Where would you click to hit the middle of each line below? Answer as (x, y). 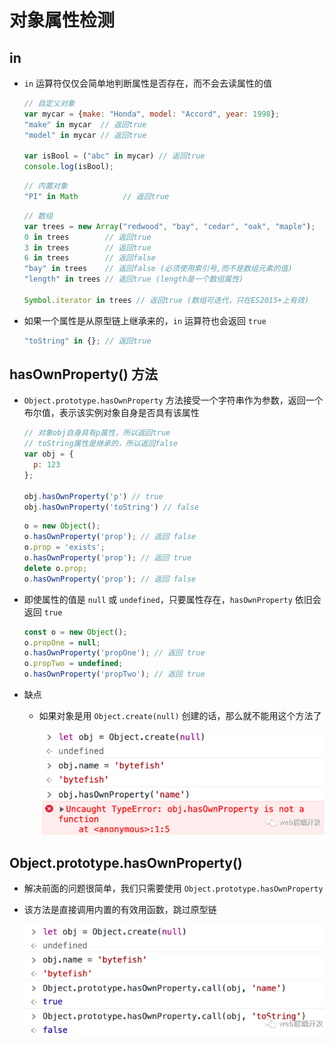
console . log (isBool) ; (69, 167)
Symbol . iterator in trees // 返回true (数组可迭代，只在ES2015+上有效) (166, 300)
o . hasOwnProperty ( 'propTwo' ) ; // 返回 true (114, 674)
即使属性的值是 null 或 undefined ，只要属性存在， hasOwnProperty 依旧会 (172, 599)
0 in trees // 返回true (87, 237)
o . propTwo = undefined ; (73, 664)
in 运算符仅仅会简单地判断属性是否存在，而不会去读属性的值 (148, 83)
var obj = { (48, 454)
